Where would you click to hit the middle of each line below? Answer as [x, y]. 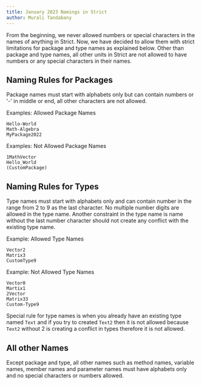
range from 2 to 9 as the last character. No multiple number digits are [93, 208]
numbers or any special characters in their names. [69, 61]
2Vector [16, 294]
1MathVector [21, 157]
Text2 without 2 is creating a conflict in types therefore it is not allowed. [96, 329]
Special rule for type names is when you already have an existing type [94, 316]
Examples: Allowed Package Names [51, 113]
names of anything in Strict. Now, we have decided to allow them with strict [101, 41]
